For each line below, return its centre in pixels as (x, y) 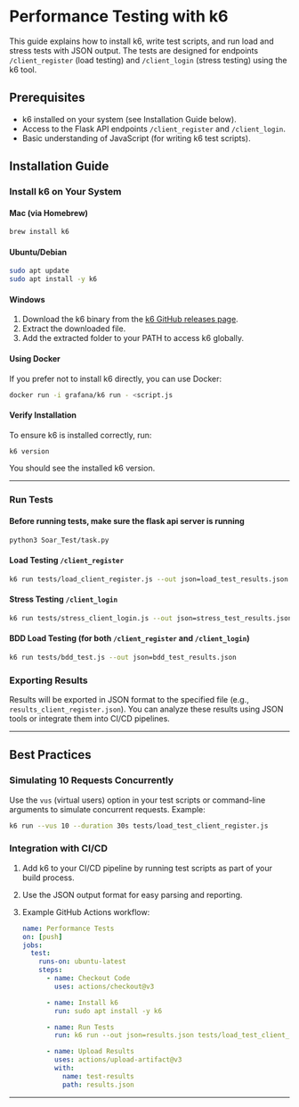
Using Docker (35, 358)
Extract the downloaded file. (74, 329)
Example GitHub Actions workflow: (86, 911)
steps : (51, 970)
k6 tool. (23, 70)
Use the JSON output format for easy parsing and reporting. (132, 895)
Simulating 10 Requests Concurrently (92, 780)
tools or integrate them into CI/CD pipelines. (90, 718)
